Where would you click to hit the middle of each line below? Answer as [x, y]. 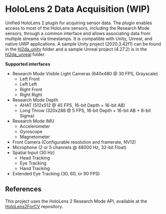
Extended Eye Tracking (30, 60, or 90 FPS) [56, 173]
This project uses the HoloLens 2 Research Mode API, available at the [76, 201]
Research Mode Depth [35, 100]
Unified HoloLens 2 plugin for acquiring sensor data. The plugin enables [79, 23]
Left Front [30, 79]
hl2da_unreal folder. [25, 54]
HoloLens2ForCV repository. [34, 206]
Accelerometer [35, 126]
